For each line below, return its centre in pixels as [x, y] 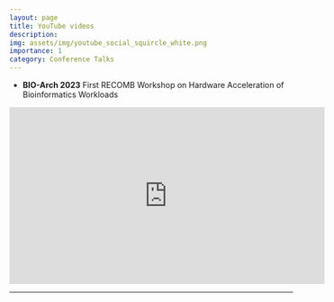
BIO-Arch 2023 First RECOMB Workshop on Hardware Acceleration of [153, 85]
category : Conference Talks [62, 59]
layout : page [34, 18]
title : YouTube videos [52, 26]
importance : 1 [36, 51]
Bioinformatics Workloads [70, 94]
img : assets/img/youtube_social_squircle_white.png [108, 43]
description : [34, 34]
